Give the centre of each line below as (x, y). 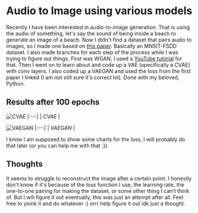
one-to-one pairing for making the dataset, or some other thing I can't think (98, 191)
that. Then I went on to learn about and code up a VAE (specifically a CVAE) (98, 65)
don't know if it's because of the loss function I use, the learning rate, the (95, 185)
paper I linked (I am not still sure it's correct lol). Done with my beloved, (93, 77)
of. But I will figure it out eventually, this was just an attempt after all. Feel (95, 197)
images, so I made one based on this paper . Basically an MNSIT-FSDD (92, 46)
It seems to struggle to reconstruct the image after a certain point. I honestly (99, 178)
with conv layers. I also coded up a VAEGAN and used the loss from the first (98, 71)
